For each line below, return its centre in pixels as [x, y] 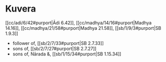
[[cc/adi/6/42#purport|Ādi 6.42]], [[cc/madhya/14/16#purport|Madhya [78, 23]
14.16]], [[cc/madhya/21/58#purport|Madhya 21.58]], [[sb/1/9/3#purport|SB [83, 28]
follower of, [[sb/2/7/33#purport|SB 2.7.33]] [58, 43]
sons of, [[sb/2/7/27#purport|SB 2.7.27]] [54, 48]
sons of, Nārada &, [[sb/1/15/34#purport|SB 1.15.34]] [67, 54]
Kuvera [21, 9]
